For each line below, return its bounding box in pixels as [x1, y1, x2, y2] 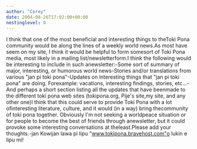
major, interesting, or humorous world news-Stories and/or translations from [6, 67, 192, 74]
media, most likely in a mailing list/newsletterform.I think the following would [6, 54, 192, 62]
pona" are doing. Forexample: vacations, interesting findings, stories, [6, 80, 174, 87]
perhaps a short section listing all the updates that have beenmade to [17, 86, 186, 93]
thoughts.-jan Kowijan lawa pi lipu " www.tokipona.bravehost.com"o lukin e [6, 130, 188, 137]
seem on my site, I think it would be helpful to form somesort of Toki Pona [6, 48, 186, 56]
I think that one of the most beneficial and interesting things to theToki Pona [6, 36, 190, 43]
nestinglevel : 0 [6, 20, 46, 25]
